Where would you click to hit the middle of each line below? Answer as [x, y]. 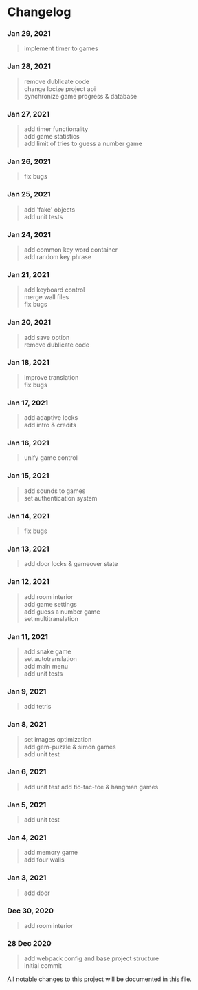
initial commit [43, 966]
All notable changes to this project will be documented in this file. [100, 979]
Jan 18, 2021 [29, 363]
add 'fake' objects [49, 209]
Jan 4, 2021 [27, 838]
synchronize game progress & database [80, 96]
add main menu [46, 666]
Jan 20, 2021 [29, 323]
